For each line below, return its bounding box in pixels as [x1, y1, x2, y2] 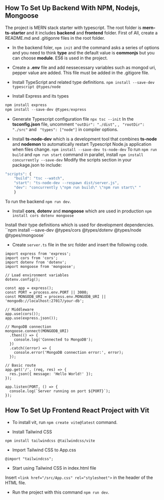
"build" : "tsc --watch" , [14, 176, 65, 181]
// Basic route [5, 363, 36, 368]
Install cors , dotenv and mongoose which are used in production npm [12, 208, 152, 214]
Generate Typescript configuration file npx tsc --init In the [12, 116, 134, 122]
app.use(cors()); [5, 311, 41, 316]
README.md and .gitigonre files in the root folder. [5, 35, 105, 41]
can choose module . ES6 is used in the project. [12, 55, 108, 61]
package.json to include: [12, 162, 62, 168]
